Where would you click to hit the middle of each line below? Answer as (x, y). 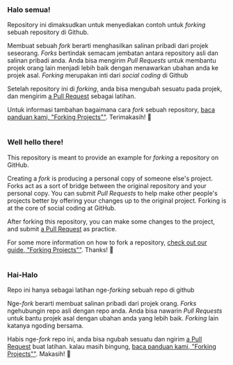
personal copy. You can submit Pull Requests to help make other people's (112, 193)
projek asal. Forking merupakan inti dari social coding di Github (98, 75)
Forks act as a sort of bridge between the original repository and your (107, 185)
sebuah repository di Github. (48, 32)
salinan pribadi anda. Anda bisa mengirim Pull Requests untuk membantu (112, 61)
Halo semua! (29, 10)
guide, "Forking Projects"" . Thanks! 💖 (61, 249)
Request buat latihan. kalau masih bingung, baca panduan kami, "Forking (112, 347)
